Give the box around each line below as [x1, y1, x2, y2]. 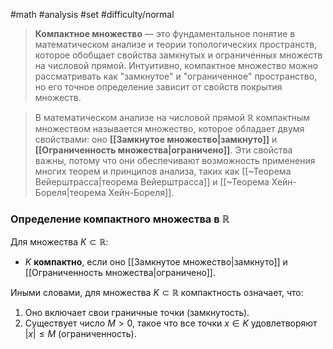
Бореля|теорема [34, 187, 107, 198]
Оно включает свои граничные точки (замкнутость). [24, 307, 250, 319]
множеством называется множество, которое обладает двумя [34, 123, 305, 134]
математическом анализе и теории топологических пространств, [34, 39, 318, 50]
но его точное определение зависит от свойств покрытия [34, 81, 283, 93]
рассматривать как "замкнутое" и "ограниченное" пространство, [34, 70, 318, 82]
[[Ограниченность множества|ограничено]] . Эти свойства [34, 144, 293, 156]
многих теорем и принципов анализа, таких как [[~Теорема [34, 165, 292, 177]
